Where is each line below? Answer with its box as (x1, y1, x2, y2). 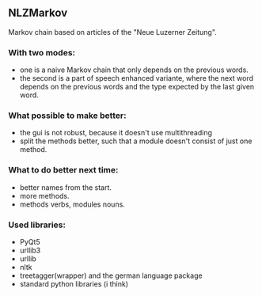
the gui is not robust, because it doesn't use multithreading (19, 128, 212, 138)
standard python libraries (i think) (19, 279, 129, 288)
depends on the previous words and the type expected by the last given (19, 82, 255, 92)
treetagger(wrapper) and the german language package (19, 271, 203, 280)
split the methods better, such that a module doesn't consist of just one (19, 136, 253, 146)
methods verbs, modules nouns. (19, 199, 125, 209)
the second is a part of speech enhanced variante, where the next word (19, 74, 254, 83)
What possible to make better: (8, 110, 127, 121)
